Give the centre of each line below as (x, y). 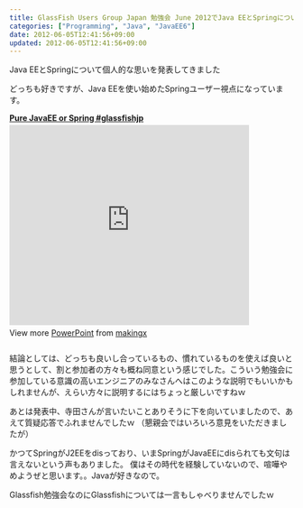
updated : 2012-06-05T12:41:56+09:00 (78, 43)
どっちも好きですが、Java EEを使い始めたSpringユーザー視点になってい (143, 89)
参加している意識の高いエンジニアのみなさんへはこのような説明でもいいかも (151, 381)
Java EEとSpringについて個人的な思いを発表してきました (115, 69)
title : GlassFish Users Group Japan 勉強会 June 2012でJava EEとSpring (143, 18)
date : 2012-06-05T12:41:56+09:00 (72, 34)
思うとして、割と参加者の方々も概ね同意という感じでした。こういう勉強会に (151, 370)
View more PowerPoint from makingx (78, 333)
